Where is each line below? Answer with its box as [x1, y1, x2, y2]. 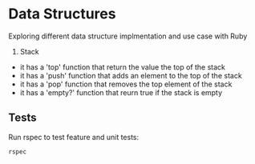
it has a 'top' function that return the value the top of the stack [19, 62, 226, 72]
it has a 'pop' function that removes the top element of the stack [19, 79, 233, 89]
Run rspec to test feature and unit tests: [8, 132, 140, 142]
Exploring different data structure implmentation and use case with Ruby [8, 31, 248, 41]
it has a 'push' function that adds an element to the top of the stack [19, 70, 242, 80]
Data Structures [8, 5, 116, 23]
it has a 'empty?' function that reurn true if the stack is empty [19, 87, 223, 97]
